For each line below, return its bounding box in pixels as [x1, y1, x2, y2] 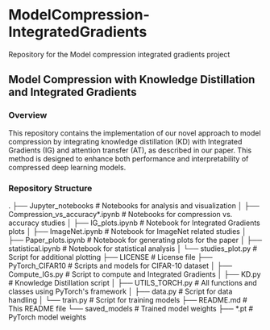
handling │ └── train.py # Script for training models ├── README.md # [8, 294, 247, 304]
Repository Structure [8, 182, 93, 194]
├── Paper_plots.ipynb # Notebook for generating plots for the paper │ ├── [8, 235, 263, 244]
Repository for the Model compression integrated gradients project [8, 49, 231, 59]
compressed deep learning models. [8, 162, 127, 172]
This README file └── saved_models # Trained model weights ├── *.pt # [8, 303, 254, 313]
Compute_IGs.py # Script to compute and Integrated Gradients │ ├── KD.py [8, 269, 261, 279]
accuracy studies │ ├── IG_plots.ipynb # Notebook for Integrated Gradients [8, 218, 260, 228]
